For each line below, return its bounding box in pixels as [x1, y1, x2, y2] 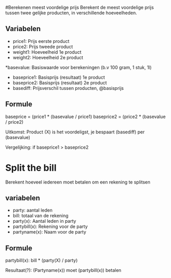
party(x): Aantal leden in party [12, 218, 76, 224]
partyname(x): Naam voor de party [12, 229, 87, 235]
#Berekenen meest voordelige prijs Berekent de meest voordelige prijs [5, 5, 154, 10]
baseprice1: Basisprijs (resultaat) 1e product [12, 74, 105, 80]
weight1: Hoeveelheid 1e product [12, 49, 82, 55]
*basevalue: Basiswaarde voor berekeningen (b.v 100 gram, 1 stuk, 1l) [5, 64, 152, 71]
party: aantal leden [12, 207, 53, 214]
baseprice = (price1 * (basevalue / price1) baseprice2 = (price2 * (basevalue [5, 113, 166, 120]
